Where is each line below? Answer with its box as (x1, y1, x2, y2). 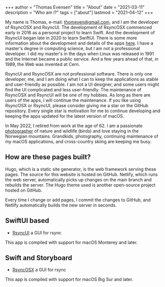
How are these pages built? (5, 153, 91, 161)
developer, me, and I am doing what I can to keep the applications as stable (5, 76, 159, 82)
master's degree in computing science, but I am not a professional (5, 46, 140, 51)
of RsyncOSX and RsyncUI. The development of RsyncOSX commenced (5, 24, 152, 30)
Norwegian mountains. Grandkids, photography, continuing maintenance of (5, 134, 159, 139)
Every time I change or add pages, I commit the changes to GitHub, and (5, 197, 151, 203)
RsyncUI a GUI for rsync (12, 229, 62, 235)
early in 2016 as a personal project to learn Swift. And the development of (5, 30, 155, 35)
